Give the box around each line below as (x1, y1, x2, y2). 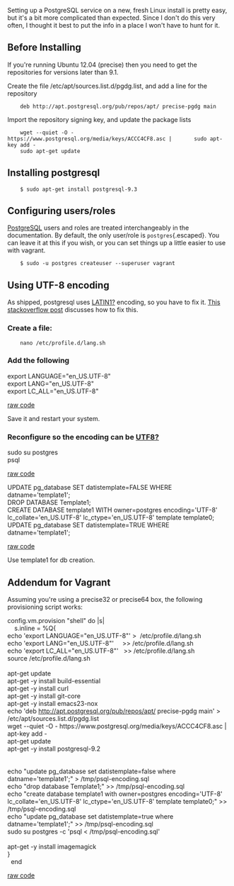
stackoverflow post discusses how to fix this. (7, 305, 139, 314)
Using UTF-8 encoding (7, 279, 110, 291)
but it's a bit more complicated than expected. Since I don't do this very (7, 13, 216, 22)
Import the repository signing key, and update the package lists (7, 115, 192, 123)
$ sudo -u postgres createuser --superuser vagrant (20, 260, 175, 267)
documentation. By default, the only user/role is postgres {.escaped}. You (7, 231, 220, 240)
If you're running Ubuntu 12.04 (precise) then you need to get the (7, 60, 198, 69)
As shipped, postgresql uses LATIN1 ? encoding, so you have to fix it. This (7, 298, 221, 307)
